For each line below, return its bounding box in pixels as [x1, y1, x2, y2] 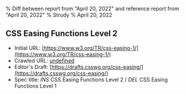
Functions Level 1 [14, 82, 57, 89]
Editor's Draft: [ [14, 63, 52, 70]
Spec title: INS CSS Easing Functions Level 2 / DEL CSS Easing [14, 76, 168, 83]
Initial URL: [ [14, 44, 44, 51]
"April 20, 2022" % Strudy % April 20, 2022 [5, 11, 112, 18]
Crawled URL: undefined [14, 57, 75, 64]
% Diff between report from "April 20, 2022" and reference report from [5, 5, 180, 12]
